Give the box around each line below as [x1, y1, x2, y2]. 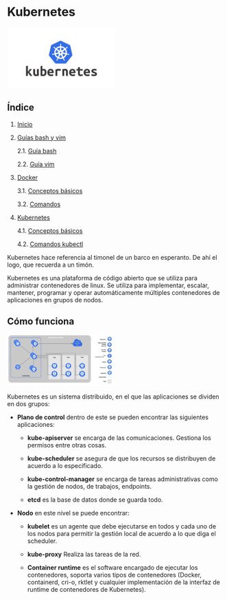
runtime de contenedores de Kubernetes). [27, 585, 146, 593]
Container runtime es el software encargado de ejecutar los [27, 563, 198, 571]
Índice [7, 102, 34, 113]
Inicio [16, 120, 33, 128]
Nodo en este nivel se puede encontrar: [16, 509, 130, 517]
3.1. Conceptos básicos [16, 186, 83, 195]
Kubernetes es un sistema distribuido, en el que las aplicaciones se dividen [7, 392, 219, 401]
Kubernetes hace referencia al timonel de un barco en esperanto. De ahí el [7, 253, 217, 261]
